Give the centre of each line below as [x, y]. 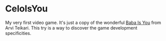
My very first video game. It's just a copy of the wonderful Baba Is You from [83, 22]
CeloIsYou [26, 9]
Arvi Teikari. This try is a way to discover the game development [71, 27]
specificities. [18, 33]
